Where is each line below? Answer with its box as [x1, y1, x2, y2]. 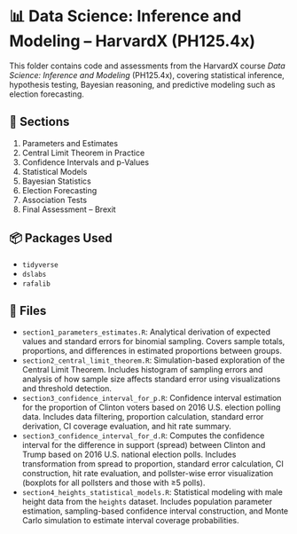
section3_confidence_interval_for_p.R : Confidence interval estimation [21, 393, 282, 404]
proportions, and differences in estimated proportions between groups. [21, 346, 282, 357]
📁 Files [9, 302, 47, 318]
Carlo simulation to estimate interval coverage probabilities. [21, 515, 239, 526]
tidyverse [21, 260, 59, 270]
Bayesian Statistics [21, 176, 91, 186]
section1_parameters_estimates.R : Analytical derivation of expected [21, 326, 270, 337]
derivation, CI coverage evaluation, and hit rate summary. [21, 421, 232, 432]
